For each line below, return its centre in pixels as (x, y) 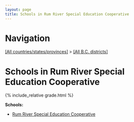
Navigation (27, 38)
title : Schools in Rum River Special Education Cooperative (67, 14)
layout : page (18, 10)
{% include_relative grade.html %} (39, 95)
